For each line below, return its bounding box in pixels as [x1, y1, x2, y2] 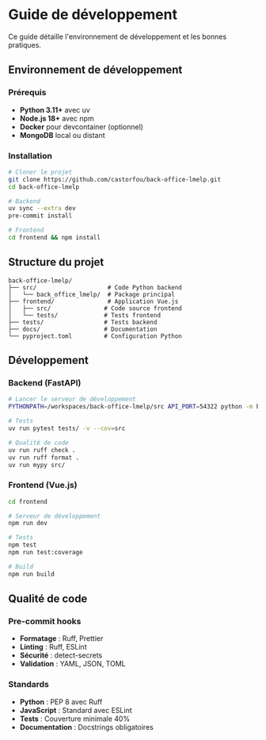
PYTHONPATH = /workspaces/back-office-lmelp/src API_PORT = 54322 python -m [8, 403, 253, 411]
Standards [8, 679, 50, 690]
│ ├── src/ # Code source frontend [8, 304, 182, 312]
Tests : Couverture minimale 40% [19, 714, 131, 723]
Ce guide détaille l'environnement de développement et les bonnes [8, 32, 227, 41]
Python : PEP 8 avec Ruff [19, 696, 103, 707]
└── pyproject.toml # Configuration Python [8, 332, 182, 340]
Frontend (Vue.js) [8, 480, 78, 491]
